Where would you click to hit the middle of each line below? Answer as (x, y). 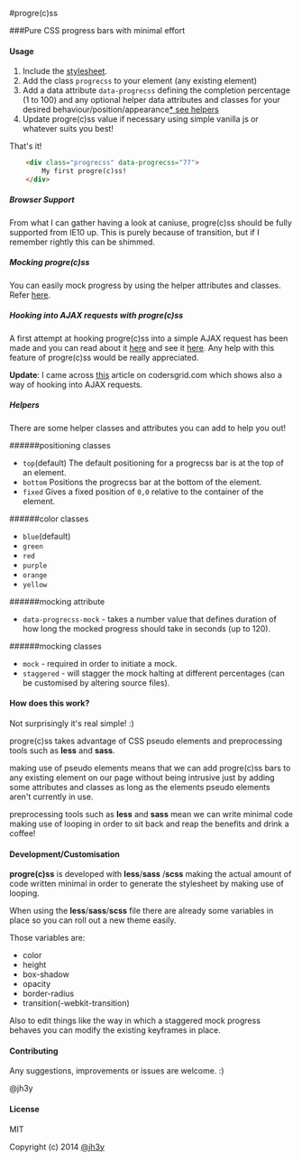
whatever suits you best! (68, 129)
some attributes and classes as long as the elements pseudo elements (140, 787)
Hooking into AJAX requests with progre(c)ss (96, 316)
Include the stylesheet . (65, 71)
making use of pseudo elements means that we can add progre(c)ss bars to (150, 768)
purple (35, 566)
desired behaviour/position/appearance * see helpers (120, 110)
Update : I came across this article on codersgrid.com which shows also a (146, 374)
